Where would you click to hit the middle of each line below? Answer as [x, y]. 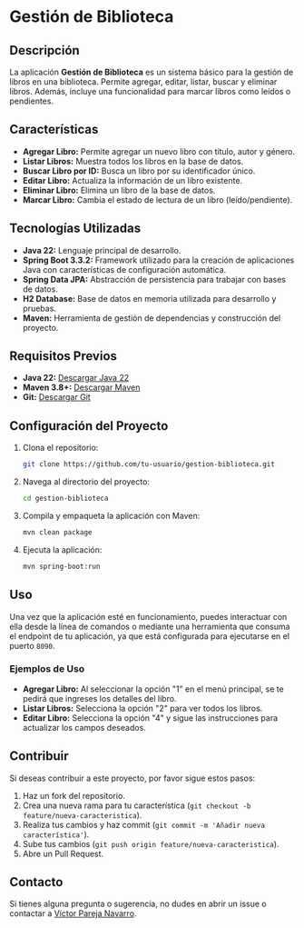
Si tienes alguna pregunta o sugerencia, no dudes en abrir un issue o [138, 904]
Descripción [44, 50]
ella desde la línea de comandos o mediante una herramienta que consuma [150, 626]
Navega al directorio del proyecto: [86, 482]
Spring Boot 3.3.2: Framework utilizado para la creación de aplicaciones [158, 260]
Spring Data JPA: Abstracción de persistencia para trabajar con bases [154, 279]
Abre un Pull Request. [63, 853]
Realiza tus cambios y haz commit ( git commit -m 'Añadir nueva [144, 824]
